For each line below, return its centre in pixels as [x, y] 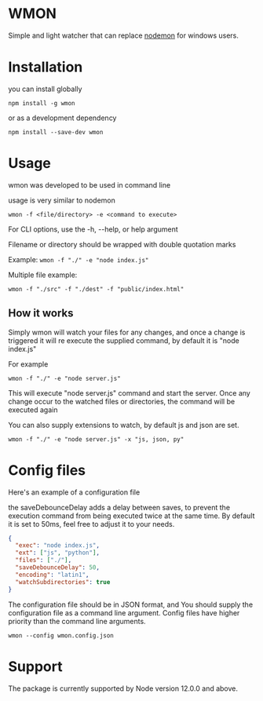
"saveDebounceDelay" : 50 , [58, 568]
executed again [33, 410]
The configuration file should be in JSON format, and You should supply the [131, 604]
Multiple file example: [43, 275]
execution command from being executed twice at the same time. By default [131, 516]
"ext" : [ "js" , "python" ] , [58, 553]
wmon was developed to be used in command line [89, 184]
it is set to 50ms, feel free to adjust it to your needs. [91, 524]
